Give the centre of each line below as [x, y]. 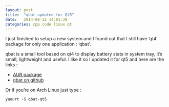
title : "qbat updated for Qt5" [40, 15]
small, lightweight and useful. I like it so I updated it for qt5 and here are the [85, 60]
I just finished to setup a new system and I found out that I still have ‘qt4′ [81, 39]
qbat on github [28, 80]
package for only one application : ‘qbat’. [48, 44]
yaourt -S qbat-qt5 [26, 99]
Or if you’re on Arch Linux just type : [44, 90]
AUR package [27, 75]
